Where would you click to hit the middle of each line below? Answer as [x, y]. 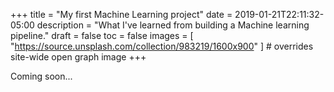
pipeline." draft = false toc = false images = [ [102, 35]
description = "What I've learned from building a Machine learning [173, 25]
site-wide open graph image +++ [78, 57]
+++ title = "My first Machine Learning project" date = [121, 14]
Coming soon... [41, 76]
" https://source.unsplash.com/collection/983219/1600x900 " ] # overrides [162, 46]
